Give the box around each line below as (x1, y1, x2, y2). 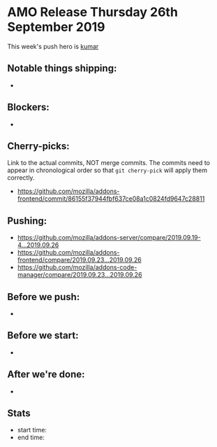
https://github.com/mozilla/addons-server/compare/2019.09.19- (17, 234, 201, 242)
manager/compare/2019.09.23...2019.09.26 (17, 271, 142, 279)
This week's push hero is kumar (7, 42, 99, 50)
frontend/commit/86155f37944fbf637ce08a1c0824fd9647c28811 (17, 194, 205, 203)
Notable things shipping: (7, 62, 117, 74)
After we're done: (7, 369, 85, 381)
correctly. (7, 173, 35, 182)
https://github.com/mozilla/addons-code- (17, 263, 137, 271)
